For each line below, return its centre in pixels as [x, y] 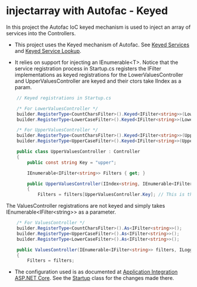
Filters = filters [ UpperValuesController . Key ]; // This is [111, 195]
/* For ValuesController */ [51, 223]
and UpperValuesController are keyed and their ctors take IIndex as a [98, 81]
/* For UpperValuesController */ [57, 130]
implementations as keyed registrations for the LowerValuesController [99, 75]
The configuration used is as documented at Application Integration [96, 272]
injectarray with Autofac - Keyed [87, 11]
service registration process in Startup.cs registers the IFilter [88, 68]
